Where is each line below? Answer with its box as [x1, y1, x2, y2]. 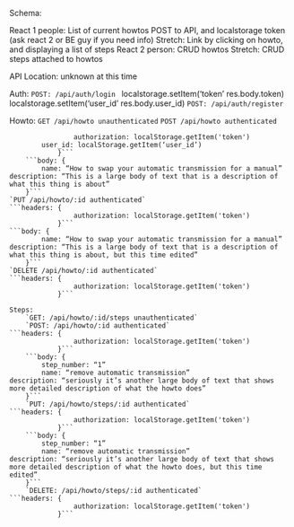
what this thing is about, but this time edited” [9, 250, 199, 259]
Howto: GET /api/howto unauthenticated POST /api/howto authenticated [9, 116, 278, 126]
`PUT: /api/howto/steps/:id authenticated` [25, 400, 191, 408]
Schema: [9, 8, 42, 18]
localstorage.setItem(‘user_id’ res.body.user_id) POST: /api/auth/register [9, 98, 284, 109]
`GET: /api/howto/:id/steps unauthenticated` [25, 313, 199, 322]
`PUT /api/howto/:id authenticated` [9, 196, 146, 205]
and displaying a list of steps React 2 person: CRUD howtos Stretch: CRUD [9, 44, 285, 55]
